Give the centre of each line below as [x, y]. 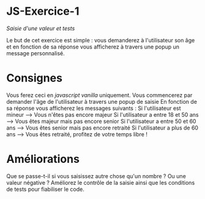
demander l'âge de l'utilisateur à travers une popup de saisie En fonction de [102, 101]
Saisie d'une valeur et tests [41, 28]
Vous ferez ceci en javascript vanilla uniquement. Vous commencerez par [99, 95]
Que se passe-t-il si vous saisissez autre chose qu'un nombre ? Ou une [96, 176]
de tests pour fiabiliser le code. [45, 189]
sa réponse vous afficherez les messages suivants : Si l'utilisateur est [94, 108]
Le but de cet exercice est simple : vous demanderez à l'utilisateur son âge [101, 40]
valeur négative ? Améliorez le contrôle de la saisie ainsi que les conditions [101, 182]
